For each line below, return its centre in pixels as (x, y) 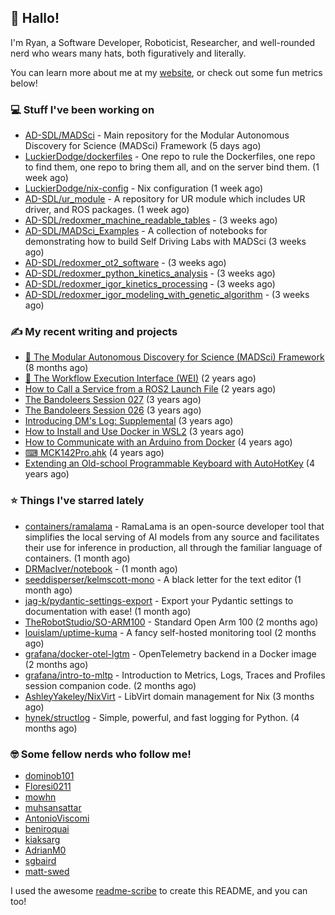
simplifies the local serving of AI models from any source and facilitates (172, 537)
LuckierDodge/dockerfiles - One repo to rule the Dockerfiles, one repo (170, 157)
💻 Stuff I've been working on (82, 109)
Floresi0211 (48, 786)
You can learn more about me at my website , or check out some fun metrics (166, 72)
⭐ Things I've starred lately (77, 501)
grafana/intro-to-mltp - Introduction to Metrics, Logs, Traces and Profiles (175, 675)
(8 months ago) (56, 368)
